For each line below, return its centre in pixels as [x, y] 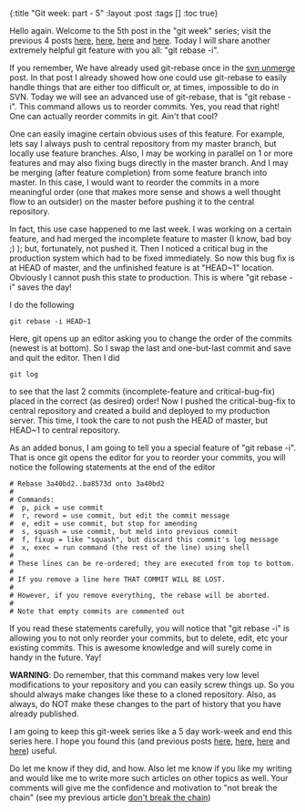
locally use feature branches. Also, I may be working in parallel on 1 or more [152, 153]
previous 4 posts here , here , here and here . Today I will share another [140, 41]
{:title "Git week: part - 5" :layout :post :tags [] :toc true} [114, 13]
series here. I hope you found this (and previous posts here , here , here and [150, 741]
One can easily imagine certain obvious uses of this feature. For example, [147, 134]
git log [24, 375]
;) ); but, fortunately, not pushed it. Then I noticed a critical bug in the [139, 248]
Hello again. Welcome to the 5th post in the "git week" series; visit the [140, 31]
